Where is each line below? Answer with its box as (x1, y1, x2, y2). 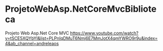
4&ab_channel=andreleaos (5, 40, 59, 46)
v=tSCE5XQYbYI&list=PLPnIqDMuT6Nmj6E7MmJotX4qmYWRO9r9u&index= (5, 35, 158, 41)
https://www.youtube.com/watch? (70, 30, 139, 36)
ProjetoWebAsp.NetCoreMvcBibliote (5, 3, 157, 15)
